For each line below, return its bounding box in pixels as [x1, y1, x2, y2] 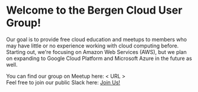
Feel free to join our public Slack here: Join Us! [6, 78, 120, 86]
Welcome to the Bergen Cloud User [6, 4, 183, 17]
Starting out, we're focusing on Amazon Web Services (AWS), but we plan [6, 48, 187, 55]
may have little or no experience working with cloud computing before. [6, 42, 179, 49]
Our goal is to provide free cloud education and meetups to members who [6, 36, 187, 43]
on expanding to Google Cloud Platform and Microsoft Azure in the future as [6, 55, 193, 62]
